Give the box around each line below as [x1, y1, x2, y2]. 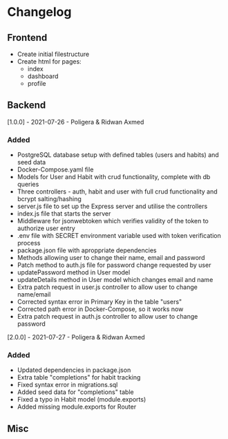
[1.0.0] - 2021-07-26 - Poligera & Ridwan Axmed [7, 118, 144, 126]
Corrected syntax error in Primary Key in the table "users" [17, 298, 182, 306]
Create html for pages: [17, 57, 82, 66]
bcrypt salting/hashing [17, 195, 82, 203]
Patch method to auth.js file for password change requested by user [17, 261, 211, 270]
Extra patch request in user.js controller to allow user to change [17, 283, 198, 291]
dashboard [27, 72, 59, 80]
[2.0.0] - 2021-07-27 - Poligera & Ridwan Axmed [7, 333, 145, 342]
